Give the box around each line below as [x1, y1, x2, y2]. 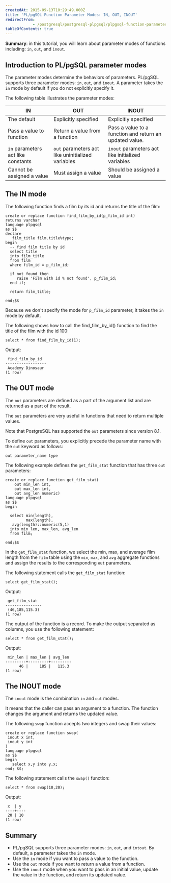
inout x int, [7, 735, 36, 740]
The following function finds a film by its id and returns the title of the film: [5, 203, 160, 209]
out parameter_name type [5, 453, 58, 458]
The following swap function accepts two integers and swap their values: [5, 721, 157, 727]
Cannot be [8, 166, 33, 173]
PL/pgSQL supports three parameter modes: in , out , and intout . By [12, 845, 155, 851]
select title [10, 249, 38, 254]
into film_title [10, 253, 44, 258]
